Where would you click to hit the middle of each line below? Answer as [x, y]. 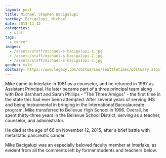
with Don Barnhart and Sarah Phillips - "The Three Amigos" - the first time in [83, 94]
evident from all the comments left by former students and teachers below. [81, 150]
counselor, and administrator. [35, 120]
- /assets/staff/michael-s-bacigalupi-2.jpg [56, 56]
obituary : [15, 70]
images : [13, 47]
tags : [11, 38]
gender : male [19, 65]
